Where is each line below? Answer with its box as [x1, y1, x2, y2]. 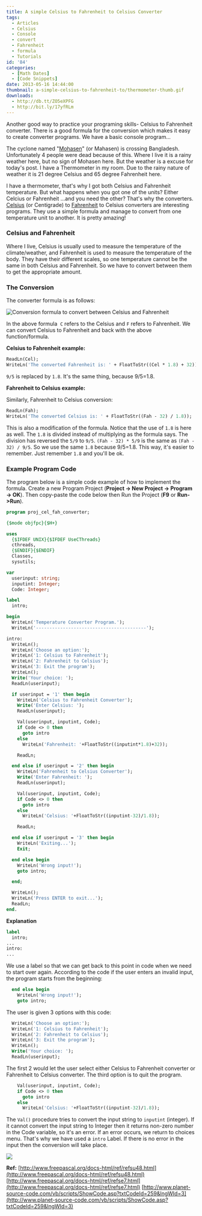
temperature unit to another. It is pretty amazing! [6, 214, 126, 221]
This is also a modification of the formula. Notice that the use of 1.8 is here [6, 424, 192, 431]
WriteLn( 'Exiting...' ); [17, 840, 77, 847]
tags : [6, 14, 20, 20]
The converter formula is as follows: [6, 297, 96, 304]
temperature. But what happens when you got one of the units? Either [6, 188, 179, 195]
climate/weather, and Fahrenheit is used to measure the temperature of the [6, 249, 192, 256]
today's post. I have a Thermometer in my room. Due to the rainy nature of [6, 164, 191, 171]
